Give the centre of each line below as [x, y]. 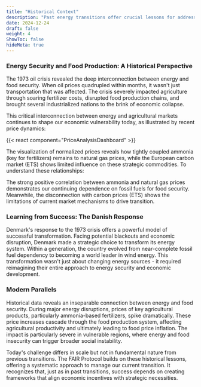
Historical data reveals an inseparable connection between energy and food [100, 303]
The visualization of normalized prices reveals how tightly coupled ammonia [100, 152]
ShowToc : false [25, 39]
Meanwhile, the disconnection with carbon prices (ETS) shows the [88, 195]
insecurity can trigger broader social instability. [64, 340]
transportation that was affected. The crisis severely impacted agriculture [97, 92]
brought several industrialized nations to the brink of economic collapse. [95, 105]
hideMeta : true [25, 45]
